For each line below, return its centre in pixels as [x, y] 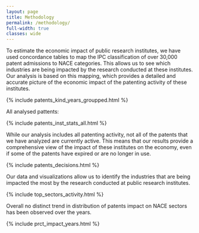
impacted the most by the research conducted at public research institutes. [98, 183]
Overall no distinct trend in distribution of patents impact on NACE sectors [97, 206]
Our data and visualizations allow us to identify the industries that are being [98, 177]
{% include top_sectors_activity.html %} [55, 194]
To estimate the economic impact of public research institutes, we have [94, 51]
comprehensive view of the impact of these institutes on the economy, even [99, 147]
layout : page [22, 12]
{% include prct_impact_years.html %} [53, 224]
